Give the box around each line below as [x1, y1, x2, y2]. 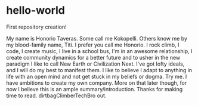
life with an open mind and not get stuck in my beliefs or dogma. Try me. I [6, 73, 187, 80]
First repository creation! [6, 23, 67, 30]
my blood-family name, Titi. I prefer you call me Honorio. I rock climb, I [6, 41, 180, 48]
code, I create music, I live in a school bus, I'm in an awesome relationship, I [6, 47, 193, 54]
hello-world [6, 4, 66, 17]
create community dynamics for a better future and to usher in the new [6, 54, 181, 61]
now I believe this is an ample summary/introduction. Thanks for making [6, 85, 183, 92]
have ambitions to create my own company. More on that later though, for [6, 79, 187, 87]
